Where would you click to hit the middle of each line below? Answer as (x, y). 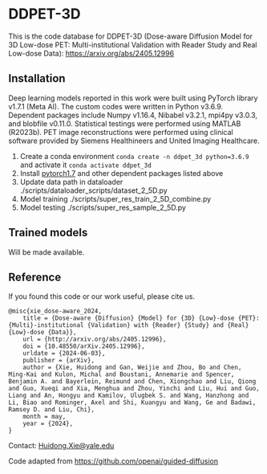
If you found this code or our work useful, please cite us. (102, 296)
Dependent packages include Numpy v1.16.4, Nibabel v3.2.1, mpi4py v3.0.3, (133, 115)
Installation (37, 78)
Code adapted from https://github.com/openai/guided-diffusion (113, 461)
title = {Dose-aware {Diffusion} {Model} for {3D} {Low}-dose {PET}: (142, 318)
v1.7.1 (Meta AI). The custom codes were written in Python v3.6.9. (116, 106)
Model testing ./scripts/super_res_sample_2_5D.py (103, 207)
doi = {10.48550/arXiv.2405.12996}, (84, 346)
